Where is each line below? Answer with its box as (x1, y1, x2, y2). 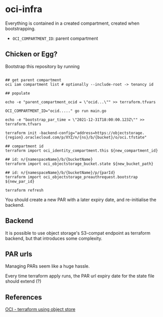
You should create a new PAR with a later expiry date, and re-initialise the (5, 197, 156, 203)
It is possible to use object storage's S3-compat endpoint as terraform (5, 230, 150, 236)
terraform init (5, 130, 37, 136)
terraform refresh (5, 187, 44, 193)
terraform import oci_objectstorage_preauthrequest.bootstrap (5, 174, 138, 179)
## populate (5, 91, 30, 96)
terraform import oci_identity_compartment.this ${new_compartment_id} (5, 148, 158, 153)
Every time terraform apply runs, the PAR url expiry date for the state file (5, 273, 154, 279)
